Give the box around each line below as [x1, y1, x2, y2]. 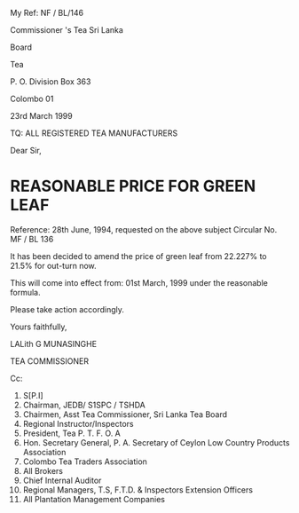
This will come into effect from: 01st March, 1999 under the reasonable [10, 277, 269, 288]
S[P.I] [22, 390, 43, 400]
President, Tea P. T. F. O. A [22, 428, 121, 438]
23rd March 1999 [10, 111, 74, 121]
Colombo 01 [10, 93, 54, 104]
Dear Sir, [10, 146, 43, 155]
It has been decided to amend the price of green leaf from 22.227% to [10, 250, 267, 261]
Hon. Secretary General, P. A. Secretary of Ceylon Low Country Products [22, 437, 290, 447]
